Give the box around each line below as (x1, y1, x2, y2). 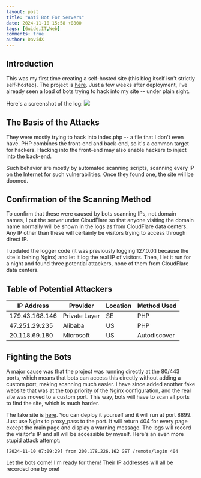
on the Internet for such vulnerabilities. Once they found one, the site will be (6, 171, 194, 178)
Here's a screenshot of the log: (6, 100, 83, 107)
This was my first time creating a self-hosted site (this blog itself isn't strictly (6, 74, 195, 82)
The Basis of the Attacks (6, 118, 100, 128)
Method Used (137, 301, 177, 310)
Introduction (6, 59, 54, 69)
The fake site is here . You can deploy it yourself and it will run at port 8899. (6, 411, 192, 419)
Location (106, 301, 132, 310)
